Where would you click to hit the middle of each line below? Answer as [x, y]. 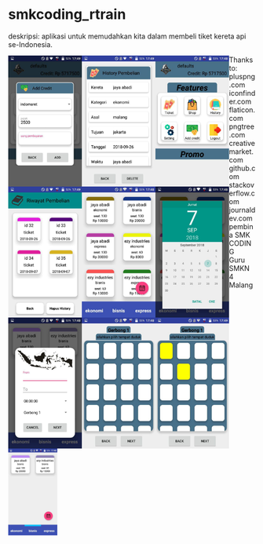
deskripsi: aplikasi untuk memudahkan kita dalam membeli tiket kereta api [127, 36]
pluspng [242, 76]
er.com [240, 101]
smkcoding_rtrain [67, 15]
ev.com [241, 218]
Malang [241, 285]
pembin [241, 226]
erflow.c [242, 193]
